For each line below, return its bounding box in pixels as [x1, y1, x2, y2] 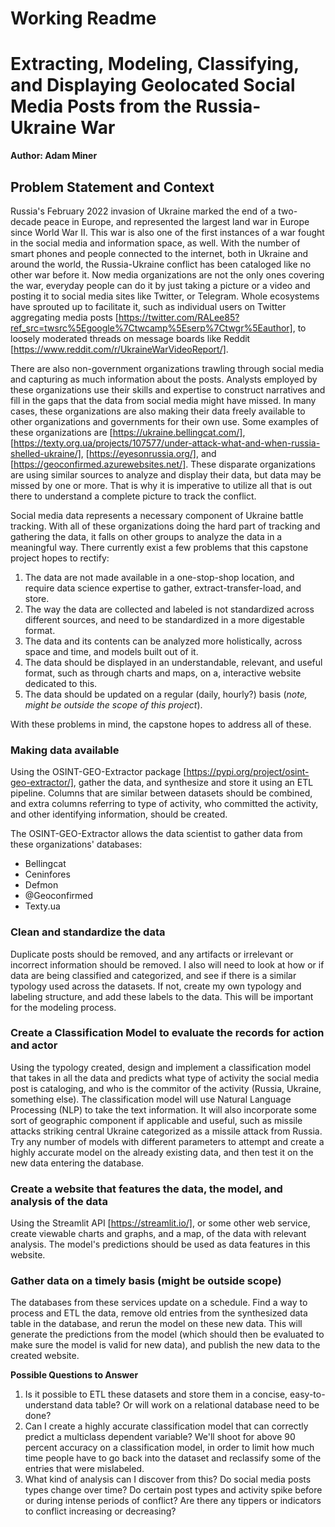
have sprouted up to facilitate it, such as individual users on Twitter [10, 300, 287, 312]
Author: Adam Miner [10, 150, 98, 162]
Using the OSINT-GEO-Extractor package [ [10, 766, 187, 778]
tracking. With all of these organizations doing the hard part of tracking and [10, 520, 321, 532]
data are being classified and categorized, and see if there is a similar [10, 969, 297, 981]
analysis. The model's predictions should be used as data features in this [10, 1238, 311, 1251]
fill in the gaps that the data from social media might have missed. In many [10, 394, 317, 406]
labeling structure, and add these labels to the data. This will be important [10, 990, 314, 1002]
